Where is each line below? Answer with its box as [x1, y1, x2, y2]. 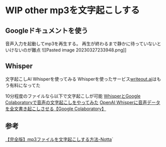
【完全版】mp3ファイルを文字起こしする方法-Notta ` [5, 136, 114, 142]
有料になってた [9, 82, 41, 88]
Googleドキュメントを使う [5, 26, 88, 35]
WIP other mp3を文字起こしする [5, 5, 140, 16]
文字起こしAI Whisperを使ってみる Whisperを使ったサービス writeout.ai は [5, 76, 157, 82]
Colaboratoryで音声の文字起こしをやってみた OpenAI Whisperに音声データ [5, 99, 160, 105]
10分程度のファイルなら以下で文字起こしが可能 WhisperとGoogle [5, 93, 141, 99]
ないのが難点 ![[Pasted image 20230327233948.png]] [14, 47, 127, 53]
